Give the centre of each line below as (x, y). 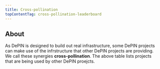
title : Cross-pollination (31, 10)
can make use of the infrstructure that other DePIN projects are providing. (80, 51)
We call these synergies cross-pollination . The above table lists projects (78, 56)
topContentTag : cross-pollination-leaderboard (53, 14)
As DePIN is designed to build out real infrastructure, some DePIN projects (80, 46)
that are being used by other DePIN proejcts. (50, 61)
